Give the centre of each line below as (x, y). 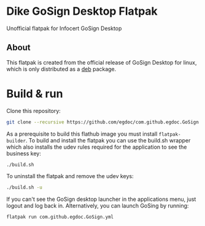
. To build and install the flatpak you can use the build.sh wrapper (108, 140)
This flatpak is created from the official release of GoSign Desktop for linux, (102, 62)
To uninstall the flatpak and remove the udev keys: (70, 176)
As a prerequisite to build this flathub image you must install (82, 134)
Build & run (35, 94)
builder (16, 141)
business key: (24, 153)
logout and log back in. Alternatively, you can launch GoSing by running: (98, 206)
